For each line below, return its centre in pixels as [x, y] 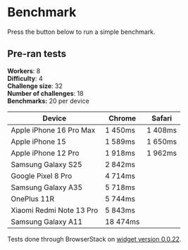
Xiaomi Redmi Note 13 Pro [55, 210]
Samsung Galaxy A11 [47, 221]
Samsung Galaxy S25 [46, 164]
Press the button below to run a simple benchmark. [82, 32]
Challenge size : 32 [35, 86]
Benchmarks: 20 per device [48, 101]
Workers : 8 [24, 70]
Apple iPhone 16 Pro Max [53, 130]
